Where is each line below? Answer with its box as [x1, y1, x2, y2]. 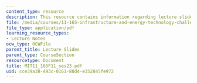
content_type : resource [6, 8, 64, 15]
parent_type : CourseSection [6, 52, 75, 58]
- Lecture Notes [6, 36, 46, 41]
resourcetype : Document [6, 57, 64, 63]
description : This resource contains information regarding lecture [6, 14, 177, 20]
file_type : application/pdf [6, 25, 75, 31]
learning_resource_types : [6, 30, 69, 36]
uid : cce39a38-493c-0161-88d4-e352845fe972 [6, 68, 114, 74]
